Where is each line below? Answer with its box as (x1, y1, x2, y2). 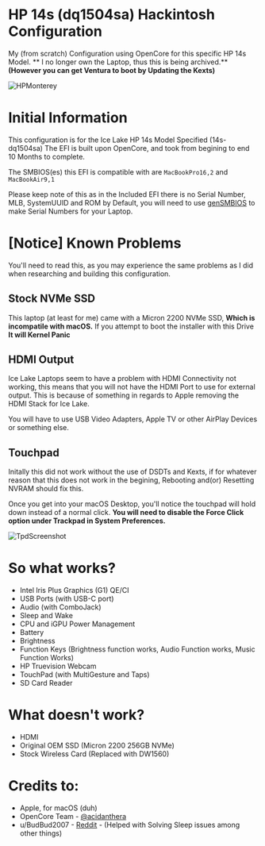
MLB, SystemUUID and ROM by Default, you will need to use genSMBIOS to (8, 198, 255, 207)
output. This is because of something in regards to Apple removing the (8, 390, 240, 400)
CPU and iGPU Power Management (19, 619, 136, 629)
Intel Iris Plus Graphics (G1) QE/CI (19, 586, 129, 595)
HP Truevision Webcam (19, 661, 97, 671)
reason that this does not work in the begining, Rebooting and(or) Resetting (8, 475, 255, 485)
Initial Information (8, 109, 129, 127)
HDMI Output (8, 353, 75, 367)
